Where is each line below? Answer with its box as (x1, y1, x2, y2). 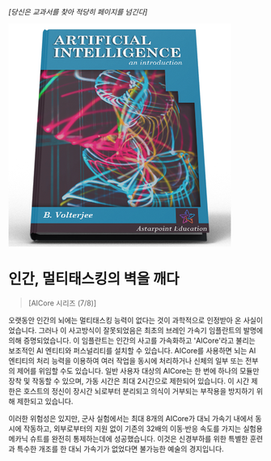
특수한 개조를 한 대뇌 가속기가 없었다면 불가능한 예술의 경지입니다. (16, 444, 224, 454)
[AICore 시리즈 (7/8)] (28, 298, 97, 308)
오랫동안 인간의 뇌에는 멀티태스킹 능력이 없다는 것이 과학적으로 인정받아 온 (8, 315, 242, 325)
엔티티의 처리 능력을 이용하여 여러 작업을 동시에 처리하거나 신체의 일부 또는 (8, 356, 244, 365)
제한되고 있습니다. (16, 396, 74, 406)
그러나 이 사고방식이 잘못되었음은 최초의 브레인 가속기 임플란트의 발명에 (38, 325, 264, 335)
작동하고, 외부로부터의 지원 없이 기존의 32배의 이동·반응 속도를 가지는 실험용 (23, 424, 263, 433)
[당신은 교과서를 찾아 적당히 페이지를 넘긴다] (8, 7, 148, 16)
